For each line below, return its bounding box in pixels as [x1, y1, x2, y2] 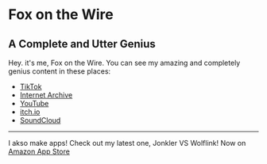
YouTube [19, 99, 49, 108]
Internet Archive [19, 90, 73, 100]
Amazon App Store [8, 147, 70, 156]
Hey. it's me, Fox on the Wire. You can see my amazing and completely [8, 58, 241, 67]
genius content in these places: [8, 67, 111, 76]
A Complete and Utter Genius [8, 37, 157, 51]
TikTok [19, 82, 42, 91]
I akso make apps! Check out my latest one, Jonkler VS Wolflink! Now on [8, 139, 246, 147]
